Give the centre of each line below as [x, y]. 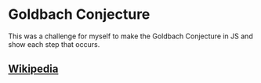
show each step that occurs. [54, 44]
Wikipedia [33, 69]
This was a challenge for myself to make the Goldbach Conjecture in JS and [130, 36]
